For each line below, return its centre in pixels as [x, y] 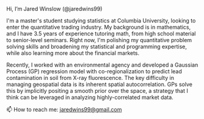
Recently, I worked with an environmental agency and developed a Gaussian [102, 65]
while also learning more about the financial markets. [73, 53]
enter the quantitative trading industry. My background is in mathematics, [99, 27]
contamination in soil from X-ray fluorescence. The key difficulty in [90, 78]
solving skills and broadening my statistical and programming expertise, [97, 46]
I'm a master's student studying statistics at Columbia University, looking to [101, 20]
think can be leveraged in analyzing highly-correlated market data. [90, 97]
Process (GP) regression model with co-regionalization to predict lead [94, 71]
